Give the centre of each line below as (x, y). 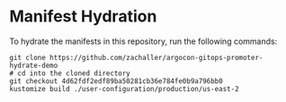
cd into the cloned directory (74, 73)
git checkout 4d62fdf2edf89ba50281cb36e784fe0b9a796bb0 (116, 81)
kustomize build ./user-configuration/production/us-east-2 (125, 89)
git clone (28, 57)
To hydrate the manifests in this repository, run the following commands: (143, 41)
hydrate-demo (34, 65)
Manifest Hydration (83, 17)
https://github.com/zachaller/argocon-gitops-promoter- (156, 57)
